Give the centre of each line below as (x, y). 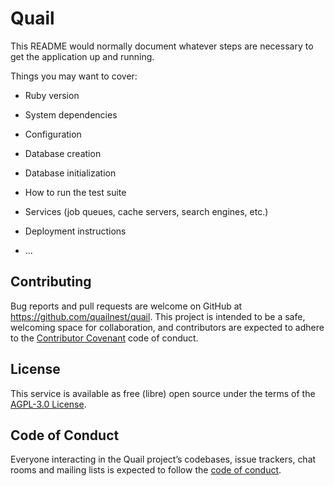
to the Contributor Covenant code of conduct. (104, 338)
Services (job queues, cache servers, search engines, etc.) (146, 211)
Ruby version (52, 95)
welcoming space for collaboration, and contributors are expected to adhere (167, 327)
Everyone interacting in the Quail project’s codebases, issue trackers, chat (163, 459)
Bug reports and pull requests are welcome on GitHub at (126, 306)
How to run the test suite (75, 192)
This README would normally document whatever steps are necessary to (162, 46)
